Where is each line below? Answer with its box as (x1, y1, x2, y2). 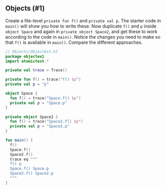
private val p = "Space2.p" (10, 124, 70, 129)
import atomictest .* (5, 59, 50, 64)
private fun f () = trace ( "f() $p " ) (5, 77, 81, 82)
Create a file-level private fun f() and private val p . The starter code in (5, 17, 161, 23)
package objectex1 (5, 53, 44, 59)
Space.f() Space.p (10, 166, 50, 171)
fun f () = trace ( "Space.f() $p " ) (10, 95, 81, 101)
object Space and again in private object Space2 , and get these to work (5, 28, 158, 35)
